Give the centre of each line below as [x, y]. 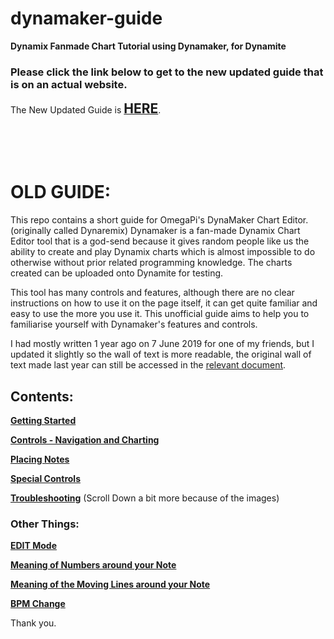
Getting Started [43, 420]
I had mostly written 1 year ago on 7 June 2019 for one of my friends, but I [162, 344]
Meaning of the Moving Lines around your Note [110, 584]
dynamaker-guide [86, 18]
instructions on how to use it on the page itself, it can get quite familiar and [164, 303]
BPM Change [38, 604]
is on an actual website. [69, 84]
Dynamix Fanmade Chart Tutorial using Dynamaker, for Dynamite [148, 46]
